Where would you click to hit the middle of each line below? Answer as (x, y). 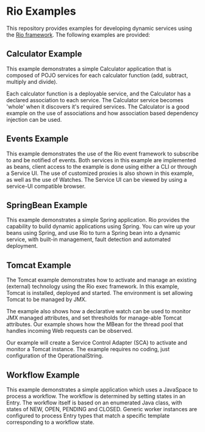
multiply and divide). (32, 81)
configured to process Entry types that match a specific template (88, 415)
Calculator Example (44, 54)
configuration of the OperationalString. (55, 356)
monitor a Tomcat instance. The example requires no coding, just (88, 349)
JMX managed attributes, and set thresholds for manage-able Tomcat (94, 318)
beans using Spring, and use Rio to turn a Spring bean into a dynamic (94, 233)
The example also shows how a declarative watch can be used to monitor (99, 311)
